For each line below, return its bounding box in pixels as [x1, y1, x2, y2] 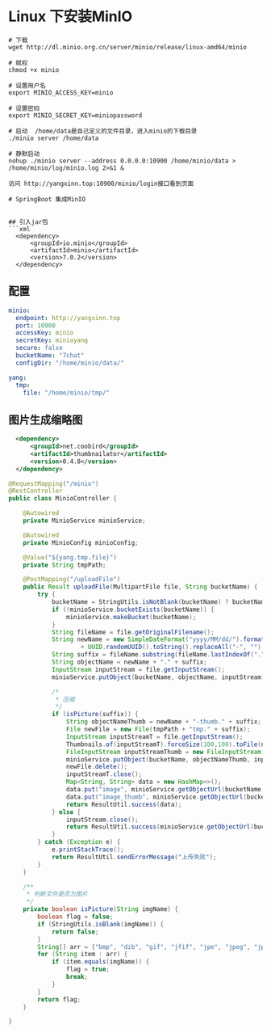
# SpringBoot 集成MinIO [8, 195, 86, 203]
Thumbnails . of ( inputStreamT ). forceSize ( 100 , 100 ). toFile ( [65, 740, 262, 748]
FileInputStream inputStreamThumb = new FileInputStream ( [65, 748, 265, 756]
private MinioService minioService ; [23, 516, 147, 525]
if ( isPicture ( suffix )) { [51, 710, 139, 719]
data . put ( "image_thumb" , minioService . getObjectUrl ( [65, 793, 248, 801]
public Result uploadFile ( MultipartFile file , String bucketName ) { [23, 583, 258, 591]
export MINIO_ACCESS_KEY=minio [8, 88, 114, 97]
